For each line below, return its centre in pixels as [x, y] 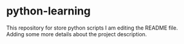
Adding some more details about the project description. [77, 34]
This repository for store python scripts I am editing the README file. [92, 28]
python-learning [48, 11]
